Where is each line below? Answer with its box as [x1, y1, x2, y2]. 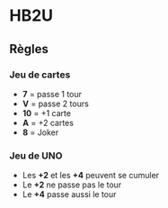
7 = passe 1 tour [22, 88, 83, 99]
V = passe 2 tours [22, 98, 90, 109]
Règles [9, 41, 49, 57]
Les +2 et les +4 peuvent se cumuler [22, 170, 160, 181]
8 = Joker [22, 127, 59, 138]
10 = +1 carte [22, 107, 72, 118]
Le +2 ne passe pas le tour [22, 179, 122, 190]
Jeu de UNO [9, 149, 63, 162]
